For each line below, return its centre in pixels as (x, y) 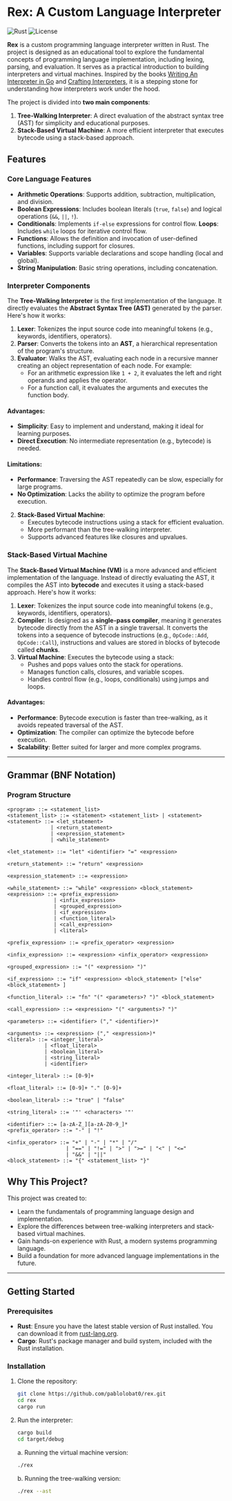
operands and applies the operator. (77, 380)
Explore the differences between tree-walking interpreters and (106, 1226)
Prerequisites (30, 1311)
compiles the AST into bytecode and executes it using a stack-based (105, 585)
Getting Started (41, 1291)
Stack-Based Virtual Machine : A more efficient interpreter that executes (120, 130)
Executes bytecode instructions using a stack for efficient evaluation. (126, 522)
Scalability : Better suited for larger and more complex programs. (109, 747)
